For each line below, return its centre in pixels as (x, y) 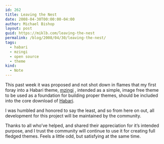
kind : (11, 66)
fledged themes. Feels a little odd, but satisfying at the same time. (73, 136)
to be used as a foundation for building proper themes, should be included (82, 95)
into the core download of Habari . (40, 101)
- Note (16, 71)
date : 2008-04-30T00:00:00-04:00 (40, 19)
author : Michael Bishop (30, 24)
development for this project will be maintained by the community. (73, 116)
